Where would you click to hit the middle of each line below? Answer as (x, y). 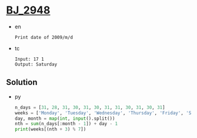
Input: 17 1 (29, 59)
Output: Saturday (36, 64)
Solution (22, 82)
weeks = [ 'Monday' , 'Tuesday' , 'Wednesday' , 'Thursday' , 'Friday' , (99, 113)
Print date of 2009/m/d (44, 37)
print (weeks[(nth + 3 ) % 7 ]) (50, 129)
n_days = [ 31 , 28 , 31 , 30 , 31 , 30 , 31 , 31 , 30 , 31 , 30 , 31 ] (90, 107)
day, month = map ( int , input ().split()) (65, 119)
